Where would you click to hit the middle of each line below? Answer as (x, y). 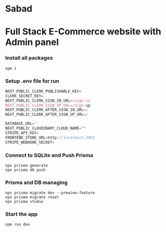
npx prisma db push (25, 170)
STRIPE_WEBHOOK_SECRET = (30, 142)
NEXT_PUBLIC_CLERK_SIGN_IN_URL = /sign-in (48, 101)
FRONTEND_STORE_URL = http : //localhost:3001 (50, 138)
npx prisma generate (27, 165)
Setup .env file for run (32, 81)
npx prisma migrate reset (32, 197)
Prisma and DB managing (36, 182)
